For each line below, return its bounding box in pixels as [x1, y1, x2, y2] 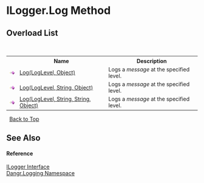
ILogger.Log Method [6, 4, 111, 18]
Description [136, 57, 167, 64]
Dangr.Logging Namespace [6, 170, 75, 177]
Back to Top [8, 115, 39, 122]
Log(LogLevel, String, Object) [19, 84, 93, 91]
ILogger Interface [6, 163, 50, 170]
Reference [6, 150, 33, 157]
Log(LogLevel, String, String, [19, 95, 91, 103]
